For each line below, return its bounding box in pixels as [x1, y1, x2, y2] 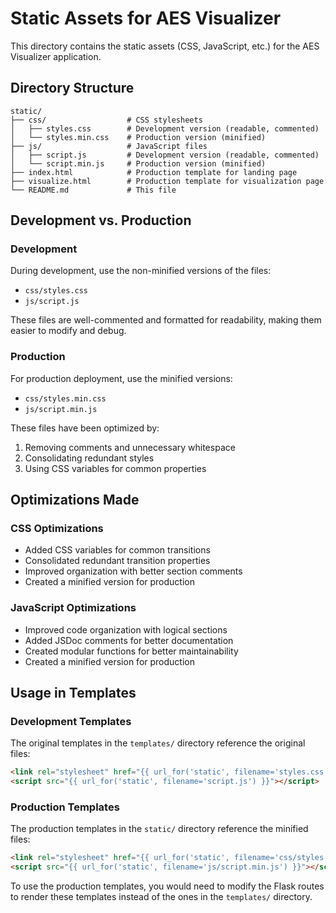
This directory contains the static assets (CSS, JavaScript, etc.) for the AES [10, 40, 320, 52]
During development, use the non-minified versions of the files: [10, 265, 272, 277]
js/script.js [24, 297, 80, 307]
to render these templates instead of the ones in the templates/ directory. [10, 891, 313, 903]
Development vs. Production [10, 212, 192, 229]
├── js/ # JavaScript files [10, 141, 208, 151]
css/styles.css [24, 286, 89, 296]
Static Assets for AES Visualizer [10, 7, 282, 30]
